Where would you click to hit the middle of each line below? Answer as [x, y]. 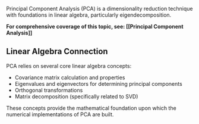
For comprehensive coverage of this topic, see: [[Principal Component [95, 27]
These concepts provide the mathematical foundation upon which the [91, 108]
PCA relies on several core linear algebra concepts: [69, 66]
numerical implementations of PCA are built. [60, 114]
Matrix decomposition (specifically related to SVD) [76, 96]
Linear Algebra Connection [57, 52]
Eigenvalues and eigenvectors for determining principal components [98, 83]
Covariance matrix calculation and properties [70, 77]
